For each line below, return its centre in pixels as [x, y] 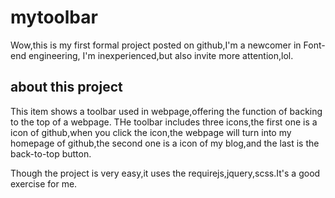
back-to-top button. [51, 153]
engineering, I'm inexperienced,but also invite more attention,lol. [161, 55]
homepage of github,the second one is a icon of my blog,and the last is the [165, 143]
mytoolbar [54, 17]
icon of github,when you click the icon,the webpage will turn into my [151, 132]
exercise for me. [44, 183]
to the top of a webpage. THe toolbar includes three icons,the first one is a [164, 122]
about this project [66, 87]
